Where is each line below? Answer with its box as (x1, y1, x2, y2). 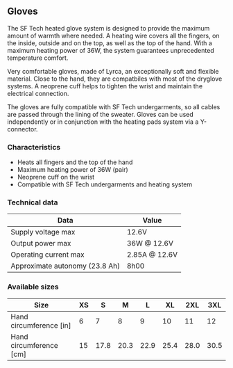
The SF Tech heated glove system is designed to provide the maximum (7, 24, 210, 32)
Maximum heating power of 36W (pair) (17, 166, 128, 174)
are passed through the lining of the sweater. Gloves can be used (7, 110, 194, 118)
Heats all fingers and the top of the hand (17, 158, 133, 166)
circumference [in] (10, 320, 71, 330)
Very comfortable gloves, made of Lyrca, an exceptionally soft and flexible (7, 67, 220, 75)
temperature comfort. (7, 54, 69, 62)
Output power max (10, 239, 71, 248)
